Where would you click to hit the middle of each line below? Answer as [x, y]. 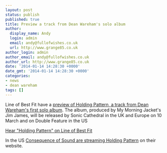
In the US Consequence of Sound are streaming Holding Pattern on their [80, 140]
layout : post [19, 10]
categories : [18, 76]
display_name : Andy [30, 33]
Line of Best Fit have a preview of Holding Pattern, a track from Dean [77, 104]
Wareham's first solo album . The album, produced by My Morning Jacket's [83, 110]
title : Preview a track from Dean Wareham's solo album [65, 24]
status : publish [22, 15]
